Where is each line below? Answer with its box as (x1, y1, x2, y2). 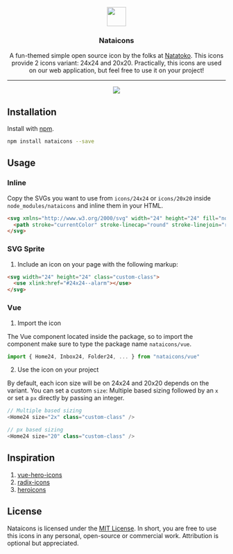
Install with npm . (7, 125, 54, 133)
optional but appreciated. (7, 539, 79, 547)
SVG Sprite (7, 244, 45, 254)
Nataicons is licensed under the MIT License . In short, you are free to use (7, 524, 217, 532)
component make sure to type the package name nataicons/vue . (7, 340, 192, 348)
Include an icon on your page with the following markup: (17, 260, 179, 268)
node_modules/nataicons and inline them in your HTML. (7, 201, 164, 209)
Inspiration (7, 452, 55, 464)
